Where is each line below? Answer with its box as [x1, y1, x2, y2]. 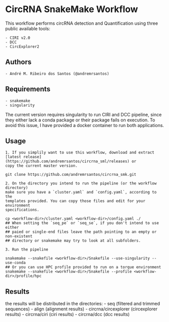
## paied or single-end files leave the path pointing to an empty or [5, 229, 157, 235]
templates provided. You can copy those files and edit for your [5, 199, 145, 204]
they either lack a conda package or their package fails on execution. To [5, 117, 155, 123]
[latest [5, 155, 22, 160]
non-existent [5, 234, 33, 239]
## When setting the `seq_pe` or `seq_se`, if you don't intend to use [5, 221, 159, 226]
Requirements [5, 85, 50, 94]
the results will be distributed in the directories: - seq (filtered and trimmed [5, 301, 160, 307]
